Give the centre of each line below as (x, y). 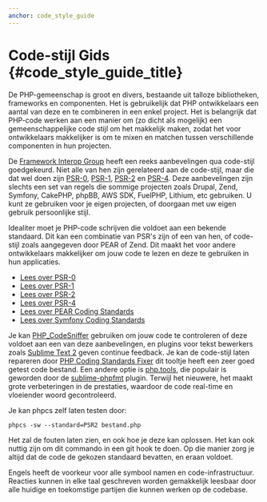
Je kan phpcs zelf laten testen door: (68, 410)
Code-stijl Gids (59, 55)
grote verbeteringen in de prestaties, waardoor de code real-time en (121, 386)
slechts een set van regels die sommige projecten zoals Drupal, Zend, (123, 187)
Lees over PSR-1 (47, 286)
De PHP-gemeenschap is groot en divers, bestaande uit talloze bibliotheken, (134, 94)
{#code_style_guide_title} (96, 72)
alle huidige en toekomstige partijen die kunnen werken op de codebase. (128, 489)
